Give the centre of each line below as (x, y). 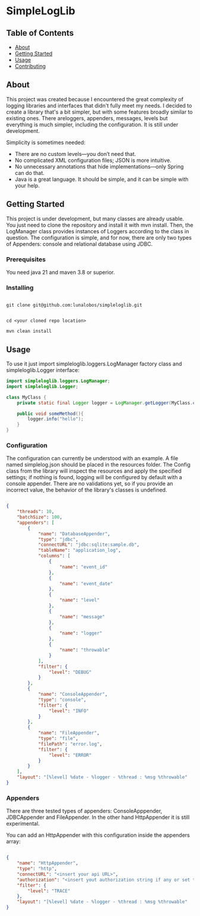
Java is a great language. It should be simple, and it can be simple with (101, 179)
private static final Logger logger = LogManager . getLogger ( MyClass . (105, 403)
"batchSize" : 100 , (40, 517)
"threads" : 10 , (36, 512)
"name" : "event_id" (84, 567)
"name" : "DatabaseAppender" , (74, 534)
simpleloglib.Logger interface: (43, 370)
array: (13, 842)
